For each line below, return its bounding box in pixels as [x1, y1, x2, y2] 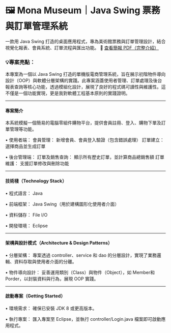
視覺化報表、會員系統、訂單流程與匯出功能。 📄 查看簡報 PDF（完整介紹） [5, 44, 159, 51]
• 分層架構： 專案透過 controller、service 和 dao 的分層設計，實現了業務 [5, 252, 157, 258]
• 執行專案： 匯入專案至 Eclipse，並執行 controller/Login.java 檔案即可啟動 [5, 316, 161, 322]
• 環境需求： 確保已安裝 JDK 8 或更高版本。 [5, 306, 97, 312]
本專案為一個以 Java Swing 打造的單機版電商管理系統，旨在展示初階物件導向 [5, 71, 166, 77]
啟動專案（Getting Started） [5, 293, 66, 299]
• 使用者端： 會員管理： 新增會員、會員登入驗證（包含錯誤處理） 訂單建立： [5, 137, 164, 143]
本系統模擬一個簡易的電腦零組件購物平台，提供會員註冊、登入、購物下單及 [5, 120, 161, 126]
